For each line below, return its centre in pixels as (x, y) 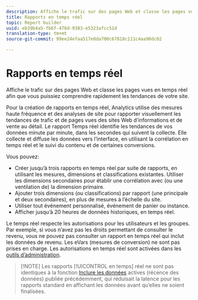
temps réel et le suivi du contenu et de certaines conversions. (81, 145)
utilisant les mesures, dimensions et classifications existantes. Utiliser (99, 174)
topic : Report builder (34, 22)
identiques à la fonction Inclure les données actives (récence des (100, 272)
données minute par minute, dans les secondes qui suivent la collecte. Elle (96, 132)
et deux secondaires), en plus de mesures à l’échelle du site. (88, 199)
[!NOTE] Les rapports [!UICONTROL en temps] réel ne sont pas (97, 266)
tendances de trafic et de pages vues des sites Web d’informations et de (94, 120)
